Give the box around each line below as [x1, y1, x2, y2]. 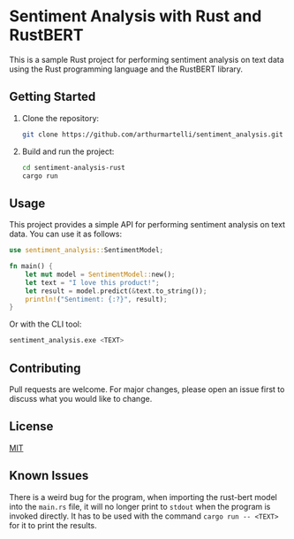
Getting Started [9, 89, 96, 104]
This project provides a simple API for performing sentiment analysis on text [9, 219, 285, 230]
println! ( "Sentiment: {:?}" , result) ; [25, 295, 168, 304]
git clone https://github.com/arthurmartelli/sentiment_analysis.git [21, 130, 284, 139]
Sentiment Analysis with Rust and [9, 6, 262, 27]
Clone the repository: [21, 112, 100, 123]
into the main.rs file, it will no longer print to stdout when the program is [9, 501, 271, 512]
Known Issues [9, 468, 89, 483]
